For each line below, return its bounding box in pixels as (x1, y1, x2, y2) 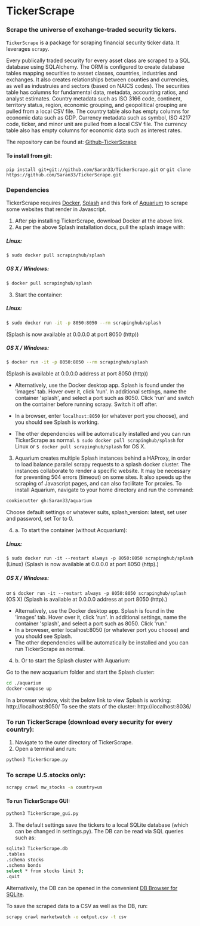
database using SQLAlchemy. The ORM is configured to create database (6, 63, 185, 71)
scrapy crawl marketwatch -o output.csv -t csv (6, 913, 127, 920)
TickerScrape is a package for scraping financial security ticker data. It (6, 39, 180, 46)
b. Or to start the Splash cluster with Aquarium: (14, 657, 131, 664)
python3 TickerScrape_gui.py (6, 811, 79, 817)
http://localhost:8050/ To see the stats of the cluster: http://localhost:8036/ (6, 702, 192, 710)
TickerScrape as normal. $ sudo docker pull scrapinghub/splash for (14, 436, 184, 444)
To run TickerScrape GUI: (6, 797, 70, 805)
